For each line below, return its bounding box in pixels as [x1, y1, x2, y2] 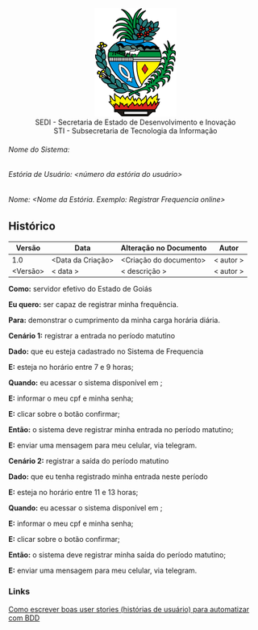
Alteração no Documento [120, 243, 207, 253]
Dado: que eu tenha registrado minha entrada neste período [8, 472, 208, 481]
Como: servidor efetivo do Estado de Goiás [8, 284, 152, 294]
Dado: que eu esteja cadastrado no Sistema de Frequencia [8, 346, 204, 356]
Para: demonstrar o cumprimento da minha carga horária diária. [8, 315, 220, 325]
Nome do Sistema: [8, 145, 70, 154]
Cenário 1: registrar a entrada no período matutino [8, 331, 176, 341]
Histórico [8, 220, 56, 233]
